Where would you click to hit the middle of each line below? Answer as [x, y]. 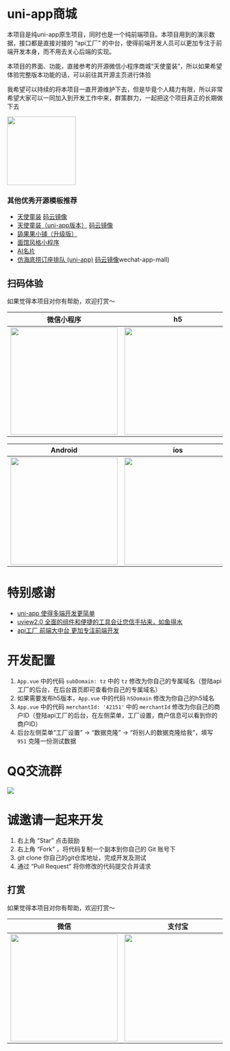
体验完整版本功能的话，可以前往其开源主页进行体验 [79, 74]
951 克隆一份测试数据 [47, 741]
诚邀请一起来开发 [55, 820]
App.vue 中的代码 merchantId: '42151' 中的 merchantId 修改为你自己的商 [118, 707]
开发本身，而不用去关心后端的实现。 [64, 51]
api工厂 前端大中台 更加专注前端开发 [68, 630]
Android [64, 450]
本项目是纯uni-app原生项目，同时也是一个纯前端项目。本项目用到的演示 [108, 34]
